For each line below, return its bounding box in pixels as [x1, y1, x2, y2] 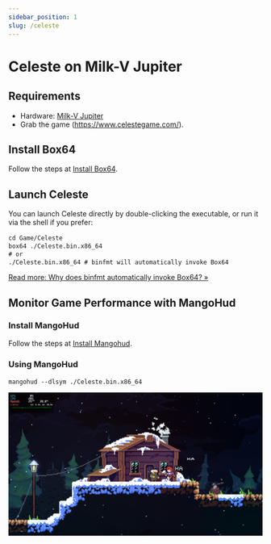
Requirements [8, 90, 81, 103]
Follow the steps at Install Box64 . [8, 164, 119, 174]
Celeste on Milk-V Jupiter [8, 57, 183, 76]
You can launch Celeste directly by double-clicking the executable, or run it [8, 209, 259, 219]
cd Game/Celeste [8, 234, 63, 242]
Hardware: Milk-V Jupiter [19, 111, 104, 120]
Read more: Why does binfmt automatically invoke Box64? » [8, 273, 209, 282]
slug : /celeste [8, 21, 60, 30]
